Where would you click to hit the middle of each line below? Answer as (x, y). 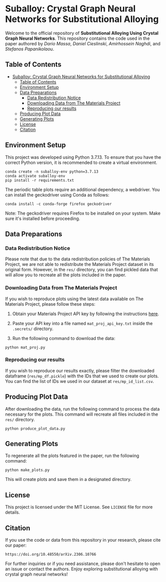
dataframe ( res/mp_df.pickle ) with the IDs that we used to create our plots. (82, 376)
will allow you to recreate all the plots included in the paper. (66, 275)
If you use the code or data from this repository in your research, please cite (83, 540)
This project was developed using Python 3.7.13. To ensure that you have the (83, 157)
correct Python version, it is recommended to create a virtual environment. (81, 162)
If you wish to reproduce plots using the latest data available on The (74, 299)
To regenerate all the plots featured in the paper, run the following (72, 456)
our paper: (16, 545)
